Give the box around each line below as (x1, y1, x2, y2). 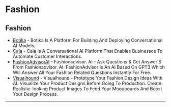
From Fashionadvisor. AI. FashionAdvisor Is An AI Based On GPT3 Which (12, 64, 165, 70)
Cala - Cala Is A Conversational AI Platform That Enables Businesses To (12, 48, 163, 54)
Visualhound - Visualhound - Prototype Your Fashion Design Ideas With (12, 75, 163, 81)
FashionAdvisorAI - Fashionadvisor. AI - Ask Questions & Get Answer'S (12, 59, 162, 64)
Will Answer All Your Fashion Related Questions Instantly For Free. (12, 69, 152, 76)
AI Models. (12, 43, 36, 49)
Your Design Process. (12, 91, 59, 97)
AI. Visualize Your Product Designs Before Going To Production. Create (12, 80, 162, 86)
